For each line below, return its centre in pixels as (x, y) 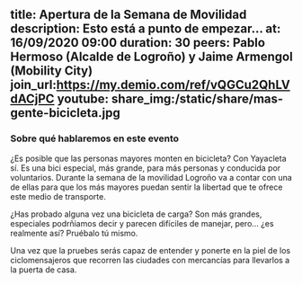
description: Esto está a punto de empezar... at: (146, 29)
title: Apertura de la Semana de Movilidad (129, 15)
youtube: (83, 99)
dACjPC (32, 99)
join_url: (33, 85)
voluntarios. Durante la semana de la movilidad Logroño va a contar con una (151, 177)
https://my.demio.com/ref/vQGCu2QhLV (173, 85)
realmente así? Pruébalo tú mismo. (74, 233)
